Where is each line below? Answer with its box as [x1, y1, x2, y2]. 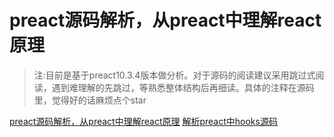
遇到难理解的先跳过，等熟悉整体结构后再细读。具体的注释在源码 [51, 81, 315, 93]
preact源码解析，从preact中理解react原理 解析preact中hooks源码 [9, 115, 278, 127]
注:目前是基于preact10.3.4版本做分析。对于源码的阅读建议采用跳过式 [33, 69, 316, 81]
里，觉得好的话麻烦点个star [33, 94, 147, 106]
